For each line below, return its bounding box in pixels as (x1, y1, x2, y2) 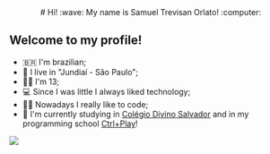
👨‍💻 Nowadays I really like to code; (22, 98, 149, 109)
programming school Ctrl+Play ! (22, 118, 138, 129)
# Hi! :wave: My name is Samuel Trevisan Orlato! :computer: (39, 7, 262, 17)
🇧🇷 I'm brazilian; (22, 56, 87, 67)
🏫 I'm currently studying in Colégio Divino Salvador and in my (22, 108, 249, 119)
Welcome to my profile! (9, 33, 143, 48)
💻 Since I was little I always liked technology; (22, 86, 191, 97)
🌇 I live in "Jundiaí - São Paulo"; (22, 66, 139, 77)
